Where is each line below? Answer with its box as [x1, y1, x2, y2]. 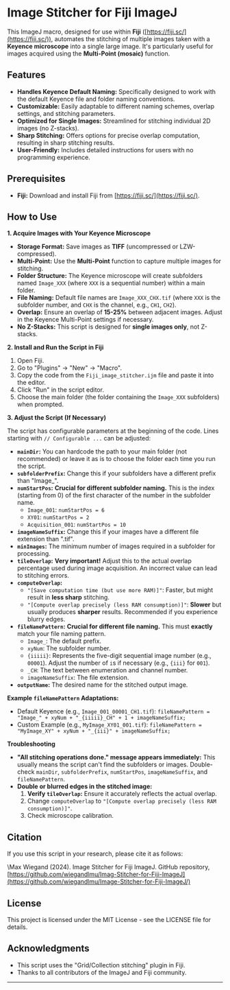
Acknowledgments [7, 943, 90, 954]
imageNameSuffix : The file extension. [27, 674, 129, 682]
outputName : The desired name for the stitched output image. [16, 681, 188, 689]
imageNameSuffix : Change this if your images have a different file [16, 528, 199, 536]
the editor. [16, 379, 47, 387]
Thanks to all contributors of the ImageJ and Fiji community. [16, 968, 187, 976]
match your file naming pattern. [16, 630, 106, 638]
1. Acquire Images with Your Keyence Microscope [7, 229, 151, 237]
